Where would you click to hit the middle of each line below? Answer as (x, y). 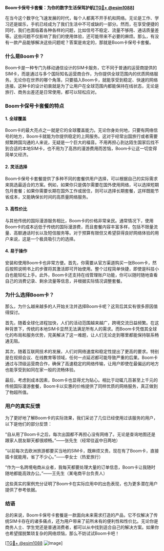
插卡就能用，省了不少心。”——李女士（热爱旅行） (54, 457)
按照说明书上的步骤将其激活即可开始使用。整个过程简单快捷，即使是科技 (82, 269)
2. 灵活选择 (16, 167)
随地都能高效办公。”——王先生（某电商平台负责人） (56, 473)
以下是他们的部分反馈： (29, 424)
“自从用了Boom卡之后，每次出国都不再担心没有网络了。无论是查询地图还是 (80, 434)
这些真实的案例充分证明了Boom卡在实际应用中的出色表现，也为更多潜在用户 (82, 483)
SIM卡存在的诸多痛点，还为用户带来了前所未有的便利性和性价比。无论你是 (84, 521)
